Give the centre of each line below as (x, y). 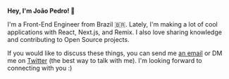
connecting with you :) (40, 68)
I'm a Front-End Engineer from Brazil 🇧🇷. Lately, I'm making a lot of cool (113, 24)
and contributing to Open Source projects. (68, 39)
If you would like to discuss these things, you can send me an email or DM (115, 53)
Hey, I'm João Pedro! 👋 (41, 11)
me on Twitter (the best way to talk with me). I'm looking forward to (105, 60)
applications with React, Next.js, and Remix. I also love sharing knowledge (114, 32)
